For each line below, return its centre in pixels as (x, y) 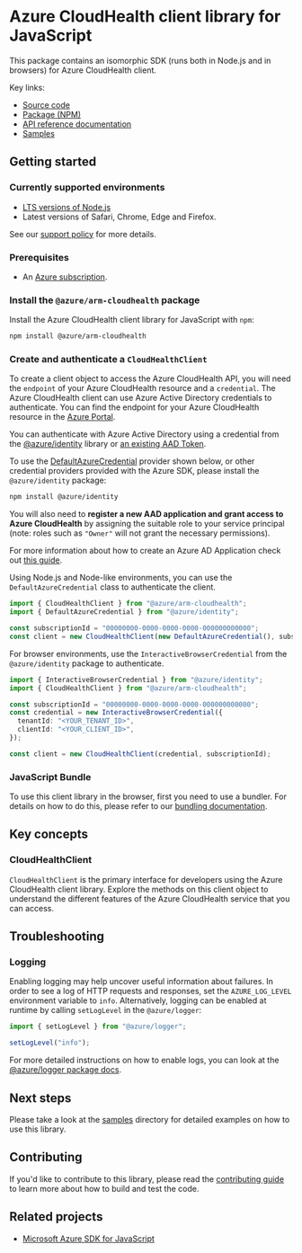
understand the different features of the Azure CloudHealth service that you (150, 898)
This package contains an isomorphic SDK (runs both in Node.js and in (140, 60)
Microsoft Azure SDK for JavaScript (89, 1239)
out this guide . (36, 560)
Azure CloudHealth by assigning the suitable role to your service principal (147, 524)
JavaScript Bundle (50, 777)
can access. (32, 908)
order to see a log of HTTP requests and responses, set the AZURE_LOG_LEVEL (151, 991)
